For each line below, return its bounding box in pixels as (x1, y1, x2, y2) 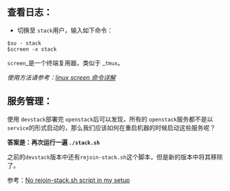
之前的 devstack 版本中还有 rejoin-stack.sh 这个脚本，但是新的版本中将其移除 (7, 153, 223, 161)
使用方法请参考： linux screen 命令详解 (7, 73, 116, 81)
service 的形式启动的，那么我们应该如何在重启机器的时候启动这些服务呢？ (7, 123, 216, 132)
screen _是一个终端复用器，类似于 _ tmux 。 (7, 58, 124, 67)
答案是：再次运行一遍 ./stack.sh (7, 138, 100, 146)
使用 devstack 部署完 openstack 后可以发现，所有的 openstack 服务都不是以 (7, 115, 213, 123)
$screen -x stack (7, 45, 57, 53)
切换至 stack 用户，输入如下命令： (17, 26, 114, 34)
